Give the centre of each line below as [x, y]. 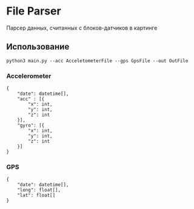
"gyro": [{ [31, 126]
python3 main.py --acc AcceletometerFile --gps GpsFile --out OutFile [97, 61]
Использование [38, 47]
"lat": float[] [36, 195]
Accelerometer [29, 76]
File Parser [34, 11]
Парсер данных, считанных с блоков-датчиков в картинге [82, 28]
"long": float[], [39, 190]
